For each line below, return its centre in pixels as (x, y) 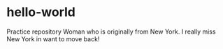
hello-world (41, 12)
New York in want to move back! (53, 38)
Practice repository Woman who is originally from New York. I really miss (111, 31)
